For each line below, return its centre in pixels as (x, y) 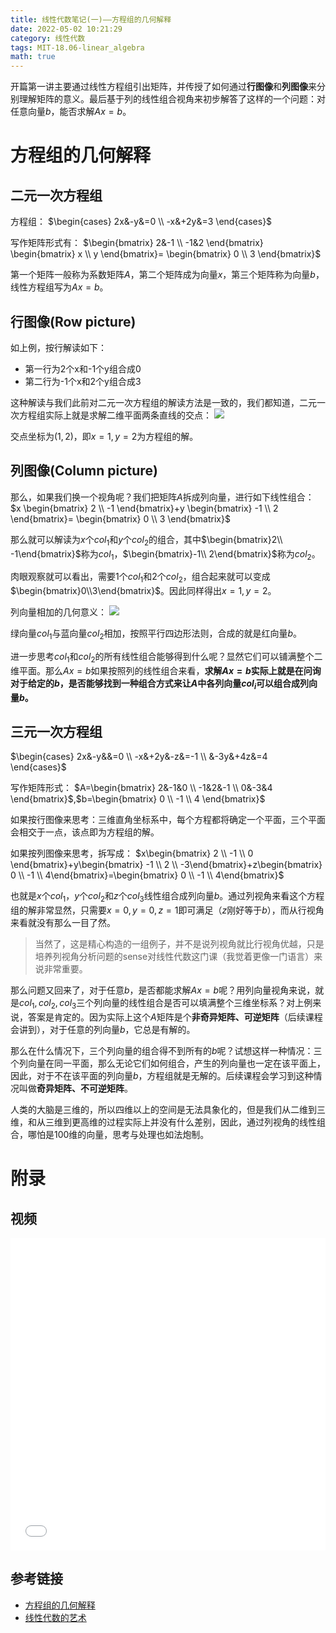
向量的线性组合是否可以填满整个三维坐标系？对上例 (207, 1003)
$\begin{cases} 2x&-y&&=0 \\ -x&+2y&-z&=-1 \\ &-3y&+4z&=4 (139, 757)
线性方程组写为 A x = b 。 (59, 287)
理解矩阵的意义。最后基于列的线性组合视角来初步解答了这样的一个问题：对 (172, 99)
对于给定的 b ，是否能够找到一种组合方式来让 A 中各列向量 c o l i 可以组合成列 (160, 684)
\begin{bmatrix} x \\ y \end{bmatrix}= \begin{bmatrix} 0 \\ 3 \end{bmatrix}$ (166, 254)
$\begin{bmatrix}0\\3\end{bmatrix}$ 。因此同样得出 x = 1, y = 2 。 (143, 591)
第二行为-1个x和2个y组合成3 (83, 381)
